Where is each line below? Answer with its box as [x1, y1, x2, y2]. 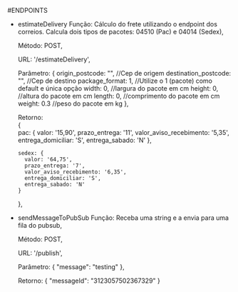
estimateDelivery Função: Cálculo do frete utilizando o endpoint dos [17, 20, 217, 28]
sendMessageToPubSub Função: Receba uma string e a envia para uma [17, 213, 229, 222]
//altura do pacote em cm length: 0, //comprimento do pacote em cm [17, 92, 220, 100]
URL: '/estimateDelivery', [17, 55, 90, 64]
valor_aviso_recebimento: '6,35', [24, 168, 127, 176]
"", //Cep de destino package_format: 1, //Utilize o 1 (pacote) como [17, 76, 212, 85]
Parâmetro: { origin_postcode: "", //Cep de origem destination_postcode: [17, 69, 232, 77]
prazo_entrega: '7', [24, 162, 86, 169]
